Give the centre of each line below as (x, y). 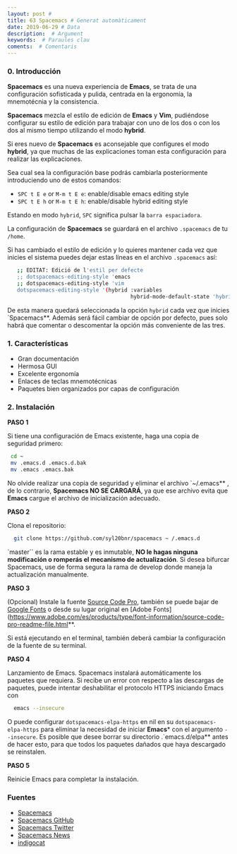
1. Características (38, 343)
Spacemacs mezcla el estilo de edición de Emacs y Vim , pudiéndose (108, 115)
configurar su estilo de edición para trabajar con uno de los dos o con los (114, 123)
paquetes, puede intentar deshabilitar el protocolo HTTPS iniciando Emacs (116, 687)
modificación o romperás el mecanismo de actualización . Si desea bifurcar (119, 559)
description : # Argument (45, 34)
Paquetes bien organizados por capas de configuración (98, 388)
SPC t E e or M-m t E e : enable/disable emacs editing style (103, 194)
